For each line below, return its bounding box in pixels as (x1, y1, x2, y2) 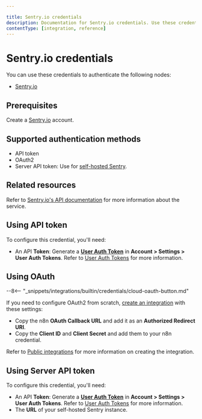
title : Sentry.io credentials (6, 14, 82, 20)
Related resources (6, 180, 76, 191)
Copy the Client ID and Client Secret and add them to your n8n (14, 330, 172, 338)
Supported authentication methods (6, 134, 141, 144)
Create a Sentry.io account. (6, 116, 74, 124)
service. (6, 203, 26, 210)
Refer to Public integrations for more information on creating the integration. (6, 348, 194, 356)
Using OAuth (6, 271, 55, 282)
